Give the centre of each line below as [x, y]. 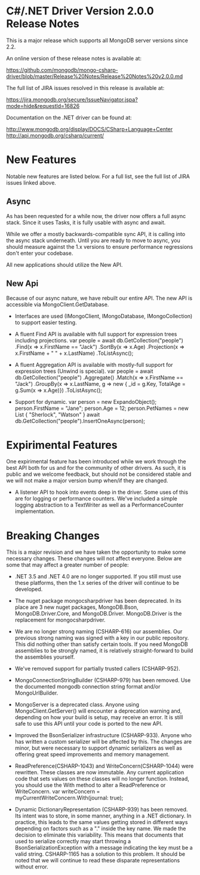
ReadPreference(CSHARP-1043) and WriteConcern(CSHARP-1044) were [104, 766]
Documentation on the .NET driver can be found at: [69, 117]
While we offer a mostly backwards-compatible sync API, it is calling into [96, 234]
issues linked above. [31, 182]
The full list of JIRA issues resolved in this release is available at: [85, 87]
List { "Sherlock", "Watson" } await [57, 414]
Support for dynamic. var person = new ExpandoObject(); [86, 402]
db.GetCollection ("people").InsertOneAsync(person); [80, 421]
